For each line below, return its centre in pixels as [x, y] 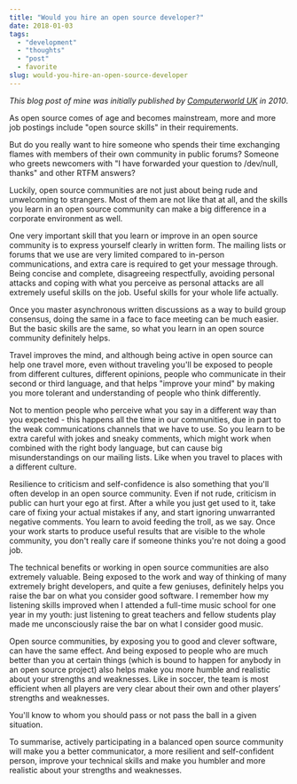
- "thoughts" [41, 51]
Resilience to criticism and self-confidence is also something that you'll [139, 484]
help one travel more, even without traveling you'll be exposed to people [141, 364]
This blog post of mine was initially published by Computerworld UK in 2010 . [149, 100]
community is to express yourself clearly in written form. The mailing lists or [148, 244]
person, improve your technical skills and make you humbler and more [137, 760]
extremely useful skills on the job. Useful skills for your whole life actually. [144, 292]
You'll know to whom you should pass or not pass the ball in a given [133, 715]
